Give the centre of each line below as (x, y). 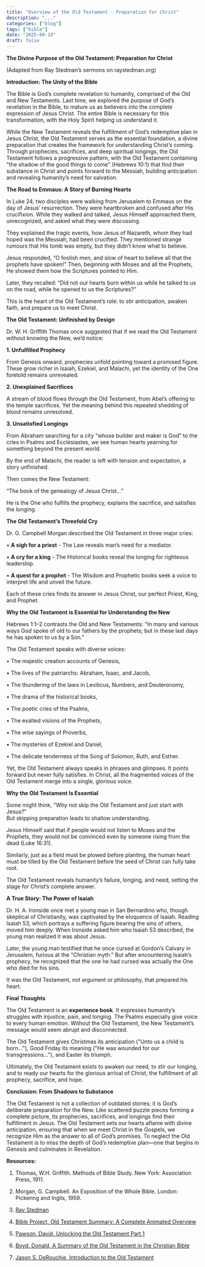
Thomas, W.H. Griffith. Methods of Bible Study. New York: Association (103, 1173)
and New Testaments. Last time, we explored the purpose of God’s (90, 100)
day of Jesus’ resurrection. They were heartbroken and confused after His (100, 208)
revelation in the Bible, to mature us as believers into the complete (89, 107)
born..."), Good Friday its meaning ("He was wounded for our (83, 1048)
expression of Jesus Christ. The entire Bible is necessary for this (88, 113)
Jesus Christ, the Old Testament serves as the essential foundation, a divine (102, 138)
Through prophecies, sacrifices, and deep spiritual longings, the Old (92, 151)
